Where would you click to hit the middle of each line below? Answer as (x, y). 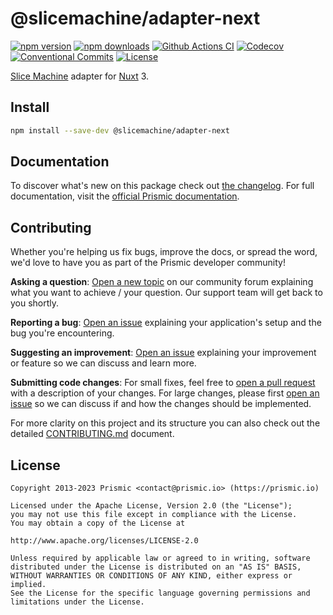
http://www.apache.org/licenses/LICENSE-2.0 (104, 541)
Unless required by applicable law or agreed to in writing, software (160, 558)
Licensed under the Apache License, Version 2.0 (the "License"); (151, 506)
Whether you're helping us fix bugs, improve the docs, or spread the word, (164, 252)
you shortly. (35, 303)
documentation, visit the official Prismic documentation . (125, 196)
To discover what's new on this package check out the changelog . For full (162, 186)
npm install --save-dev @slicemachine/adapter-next (120, 130)
